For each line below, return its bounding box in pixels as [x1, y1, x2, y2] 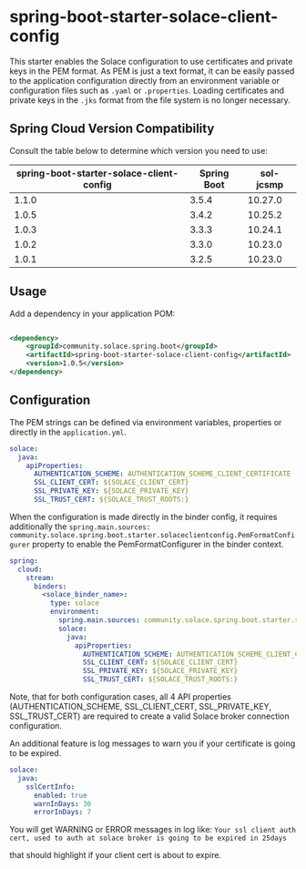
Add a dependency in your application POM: [9, 308, 176, 319]
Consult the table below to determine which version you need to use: [9, 145, 269, 156]
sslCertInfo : [25, 782, 76, 792]
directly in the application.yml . [9, 426, 127, 437]
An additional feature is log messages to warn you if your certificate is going [9, 738, 296, 749]
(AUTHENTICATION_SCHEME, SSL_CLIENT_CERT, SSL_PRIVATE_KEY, [9, 701, 271, 711]
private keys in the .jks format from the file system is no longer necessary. [9, 94, 291, 106]
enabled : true [33, 791, 88, 800]
